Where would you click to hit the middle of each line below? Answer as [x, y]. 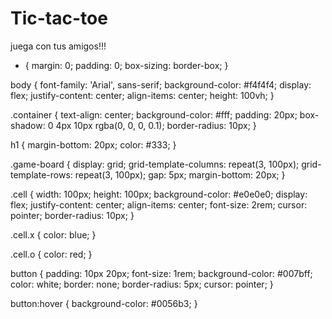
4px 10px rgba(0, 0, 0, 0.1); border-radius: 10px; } [156, 125]
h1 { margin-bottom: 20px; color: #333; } [93, 144]
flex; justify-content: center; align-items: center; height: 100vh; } [142, 95]
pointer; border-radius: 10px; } [72, 215]
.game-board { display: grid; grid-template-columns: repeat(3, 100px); [155, 164]
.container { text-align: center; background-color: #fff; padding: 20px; [154, 114]
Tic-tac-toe [59, 18]
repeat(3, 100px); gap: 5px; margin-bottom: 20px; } [180, 174]
